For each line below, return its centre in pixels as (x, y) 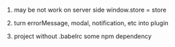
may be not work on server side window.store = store (90, 10)
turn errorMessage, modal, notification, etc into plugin (91, 23)
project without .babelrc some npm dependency (82, 36)
